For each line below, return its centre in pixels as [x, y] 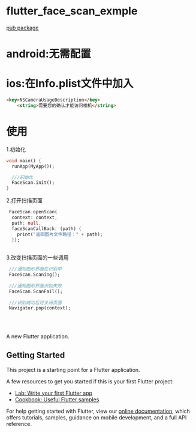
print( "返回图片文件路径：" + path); [60, 234]
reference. [19, 424]
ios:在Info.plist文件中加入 [70, 84]
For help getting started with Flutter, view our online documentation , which [98, 411]
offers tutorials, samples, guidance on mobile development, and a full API [97, 417]
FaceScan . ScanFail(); [36, 291]
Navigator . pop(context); [40, 308]
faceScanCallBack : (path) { [47, 229]
